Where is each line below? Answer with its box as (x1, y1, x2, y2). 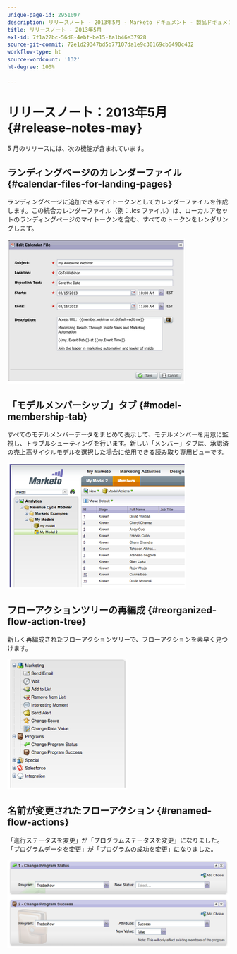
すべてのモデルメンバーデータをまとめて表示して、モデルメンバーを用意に (7, 430, 223, 439)
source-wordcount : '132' (7, 56, 80, 63)
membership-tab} (7, 410, 88, 422)
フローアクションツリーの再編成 (7, 604, 146, 616)
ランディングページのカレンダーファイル (7, 166, 182, 178)
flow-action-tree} (7, 616, 87, 628)
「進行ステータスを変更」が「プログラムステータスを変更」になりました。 (7, 836, 224, 844)
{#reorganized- (147, 604, 217, 616)
